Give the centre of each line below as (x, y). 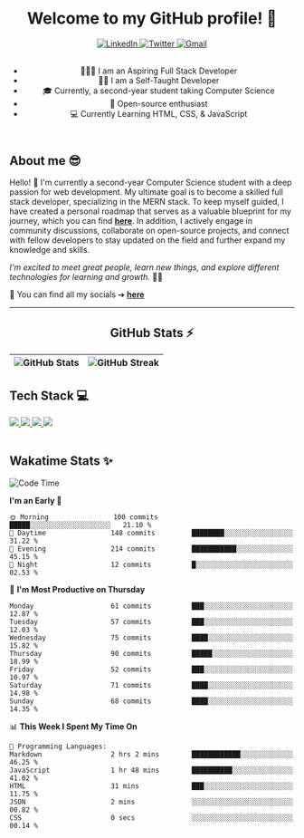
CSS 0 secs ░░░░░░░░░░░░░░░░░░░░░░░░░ (152, 818)
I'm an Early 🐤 (36, 500)
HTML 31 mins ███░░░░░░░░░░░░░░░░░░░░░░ (152, 786)
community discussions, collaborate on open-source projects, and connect (149, 231)
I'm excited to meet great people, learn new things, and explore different (144, 267)
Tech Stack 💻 (49, 395)
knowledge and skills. (50, 250)
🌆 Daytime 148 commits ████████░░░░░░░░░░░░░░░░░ (152, 533)
